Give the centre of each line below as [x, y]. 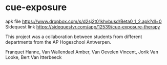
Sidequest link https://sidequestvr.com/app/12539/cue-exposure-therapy [83, 26]
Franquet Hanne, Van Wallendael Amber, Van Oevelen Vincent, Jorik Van [82, 52]
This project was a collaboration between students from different [74, 37]
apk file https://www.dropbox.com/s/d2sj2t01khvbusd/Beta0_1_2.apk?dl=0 [84, 21]
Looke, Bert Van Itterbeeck [34, 57]
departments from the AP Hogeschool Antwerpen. [58, 42]
